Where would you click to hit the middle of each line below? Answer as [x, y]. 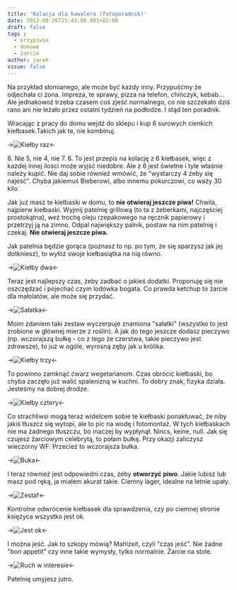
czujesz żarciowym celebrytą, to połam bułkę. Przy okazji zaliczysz [105, 439]
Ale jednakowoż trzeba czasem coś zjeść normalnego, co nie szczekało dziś [119, 102]
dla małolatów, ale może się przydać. [61, 296]
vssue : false [27, 67]
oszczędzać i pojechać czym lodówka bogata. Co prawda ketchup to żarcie [117, 289]
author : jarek [28, 60]
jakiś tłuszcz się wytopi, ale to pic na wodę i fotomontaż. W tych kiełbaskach [119, 423]
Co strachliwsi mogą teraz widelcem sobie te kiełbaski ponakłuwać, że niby [117, 416]
